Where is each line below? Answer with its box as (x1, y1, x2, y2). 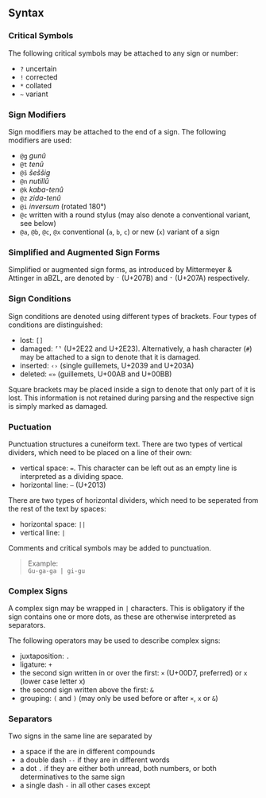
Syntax (8, 6, 44, 20)
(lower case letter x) (19, 676, 86, 687)
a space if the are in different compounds (19, 747, 156, 757)
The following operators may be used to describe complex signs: (8, 636, 221, 645)
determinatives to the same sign (19, 772, 125, 782)
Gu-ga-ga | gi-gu (27, 566, 86, 575)
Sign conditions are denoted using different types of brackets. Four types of (8, 311, 256, 321)
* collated (19, 80, 52, 90)
